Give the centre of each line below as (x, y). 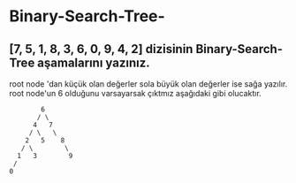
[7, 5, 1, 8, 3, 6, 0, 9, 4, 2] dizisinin (101, 49)
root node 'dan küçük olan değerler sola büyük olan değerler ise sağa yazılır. (148, 84)
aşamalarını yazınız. (93, 62)
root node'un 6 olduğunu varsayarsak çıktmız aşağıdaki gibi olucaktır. (136, 93)
